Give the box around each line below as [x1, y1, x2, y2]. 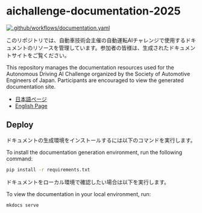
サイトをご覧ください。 [11, 51, 70, 59]
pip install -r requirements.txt [6, 167, 90, 173]
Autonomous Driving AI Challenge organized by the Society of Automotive [6, 70, 191, 77]
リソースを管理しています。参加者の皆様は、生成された [32, 44, 169, 51]
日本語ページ [14, 95, 47, 103]
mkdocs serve [6, 202, 39, 208]
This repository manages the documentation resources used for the [6, 63, 174, 71]
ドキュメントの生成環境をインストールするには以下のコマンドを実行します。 [6, 136, 196, 144]
